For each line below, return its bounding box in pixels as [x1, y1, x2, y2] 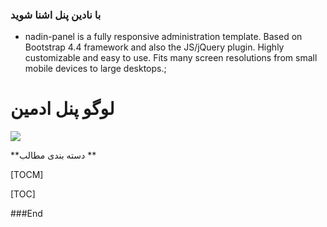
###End [10, 208, 43, 220]
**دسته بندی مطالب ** [10, 149, 97, 162]
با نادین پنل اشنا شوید [10, 8, 102, 22]
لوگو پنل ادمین [10, 98, 115, 120]
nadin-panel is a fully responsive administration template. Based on [24, 31, 303, 43]
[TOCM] [10, 169, 44, 181]
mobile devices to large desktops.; [24, 63, 167, 75]
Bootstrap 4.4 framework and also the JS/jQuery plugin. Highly [24, 41, 285, 53]
